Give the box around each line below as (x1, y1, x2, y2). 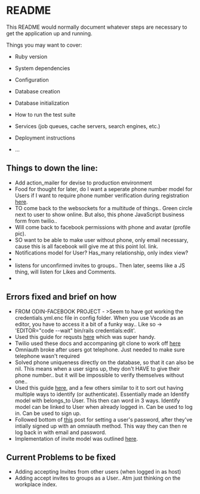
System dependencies (14, 64, 70, 72)
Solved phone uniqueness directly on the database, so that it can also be (14, 359, 195, 366)
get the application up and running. (6, 29, 93, 37)
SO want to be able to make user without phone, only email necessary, (14, 236, 189, 243)
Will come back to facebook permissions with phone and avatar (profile (14, 223, 191, 231)
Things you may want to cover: (6, 41, 82, 49)
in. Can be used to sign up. (14, 410, 81, 417)
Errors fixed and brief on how (6, 292, 117, 302)
